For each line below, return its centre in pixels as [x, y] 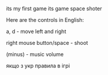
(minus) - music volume [35, 54]
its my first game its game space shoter [54, 9]
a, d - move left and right [36, 31]
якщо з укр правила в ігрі [38, 66]
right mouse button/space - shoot [47, 43]
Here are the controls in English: [45, 20]
